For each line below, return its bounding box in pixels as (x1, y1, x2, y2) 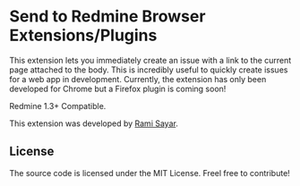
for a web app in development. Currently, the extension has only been (9, 73, 267, 84)
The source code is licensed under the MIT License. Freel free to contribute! (9, 167, 291, 178)
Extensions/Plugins (9, 25, 158, 46)
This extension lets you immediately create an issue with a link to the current (9, 55, 292, 65)
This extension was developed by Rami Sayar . (9, 118, 179, 129)
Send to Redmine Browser (9, 6, 206, 27)
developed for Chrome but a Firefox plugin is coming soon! (9, 83, 227, 94)
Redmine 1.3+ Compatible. (9, 100, 107, 111)
